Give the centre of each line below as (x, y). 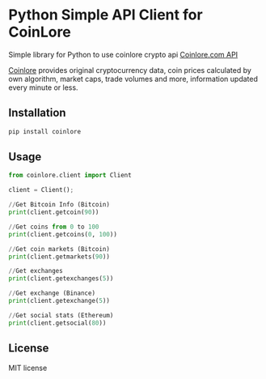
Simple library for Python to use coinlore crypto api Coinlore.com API (123, 54)
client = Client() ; (41, 190)
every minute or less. (43, 87)
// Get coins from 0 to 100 (54, 227)
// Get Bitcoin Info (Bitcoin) (59, 205)
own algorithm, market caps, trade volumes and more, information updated (133, 79)
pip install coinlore (45, 131)
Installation (37, 113)
